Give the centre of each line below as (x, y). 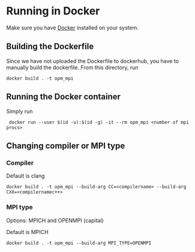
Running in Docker (53, 11)
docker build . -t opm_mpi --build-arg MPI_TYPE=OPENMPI (79, 243)
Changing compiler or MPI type (66, 145)
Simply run (19, 111)
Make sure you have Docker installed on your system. (73, 28)
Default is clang (25, 176)
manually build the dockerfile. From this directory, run (72, 67)
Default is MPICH (28, 232)
